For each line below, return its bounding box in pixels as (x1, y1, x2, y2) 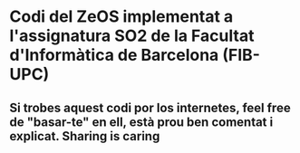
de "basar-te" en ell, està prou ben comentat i (9, 114, 274, 129)
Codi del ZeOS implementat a (9, 6, 234, 27)
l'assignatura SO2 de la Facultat (9, 25, 255, 46)
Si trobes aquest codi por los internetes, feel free (9, 100, 292, 115)
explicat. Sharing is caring (9, 129, 160, 144)
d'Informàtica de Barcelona (9, 45, 219, 65)
